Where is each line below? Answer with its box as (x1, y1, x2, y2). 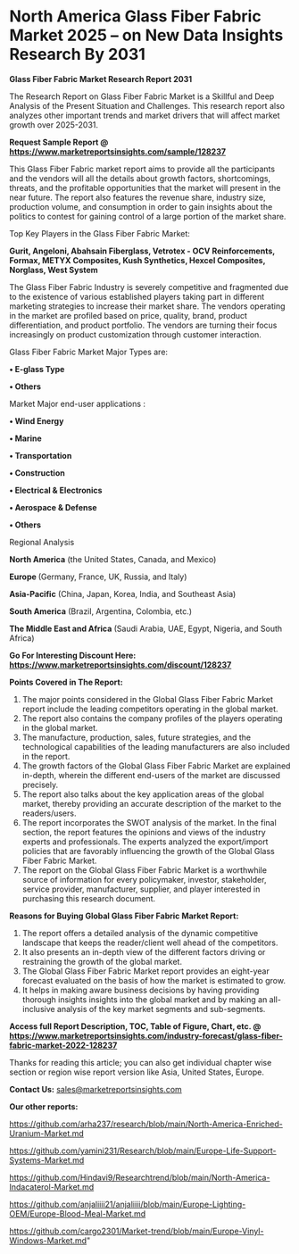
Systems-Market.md (9, 1154, 85, 1166)
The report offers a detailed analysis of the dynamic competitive (21, 927, 259, 938)
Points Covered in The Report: (9, 677, 123, 687)
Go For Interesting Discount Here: (9, 650, 137, 660)
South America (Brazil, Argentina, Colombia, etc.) (9, 605, 193, 617)
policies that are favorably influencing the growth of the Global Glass (21, 845, 275, 856)
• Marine (9, 433, 42, 444)
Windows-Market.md (9, 1234, 87, 1246)
